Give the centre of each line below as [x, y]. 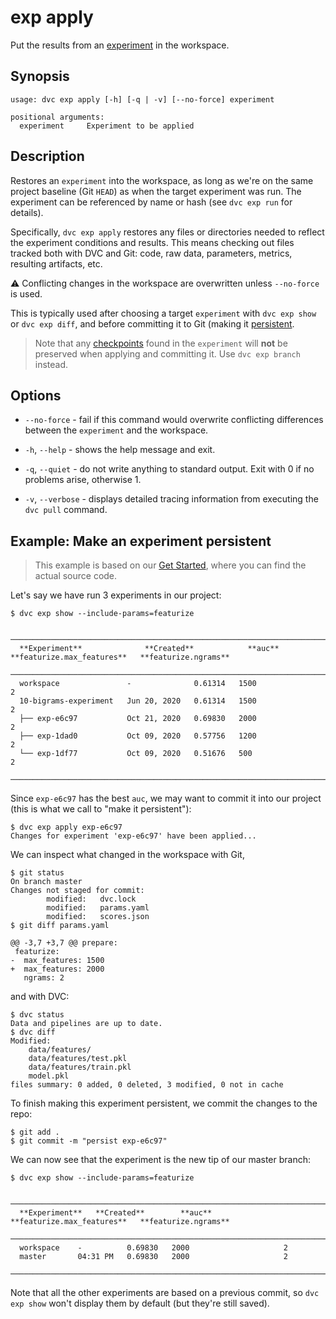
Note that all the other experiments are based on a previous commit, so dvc [165, 1293]
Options [36, 395]
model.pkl [49, 1076]
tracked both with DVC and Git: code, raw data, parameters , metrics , [151, 253]
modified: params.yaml [98, 908]
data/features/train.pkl [80, 1067]
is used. [26, 293]
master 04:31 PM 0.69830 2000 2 [153, 1257]
